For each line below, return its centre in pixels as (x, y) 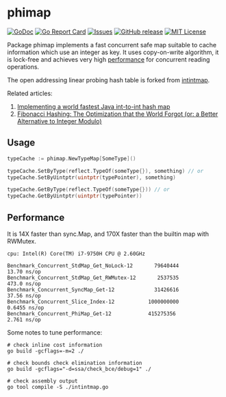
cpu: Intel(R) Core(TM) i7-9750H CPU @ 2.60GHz (76, 254)
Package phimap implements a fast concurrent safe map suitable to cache (112, 45)
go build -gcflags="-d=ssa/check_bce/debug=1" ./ (79, 369)
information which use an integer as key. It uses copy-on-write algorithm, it (113, 52)
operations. (23, 67)
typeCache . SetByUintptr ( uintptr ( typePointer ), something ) (91, 177)
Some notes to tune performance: (55, 332)
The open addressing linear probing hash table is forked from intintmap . (109, 80)
